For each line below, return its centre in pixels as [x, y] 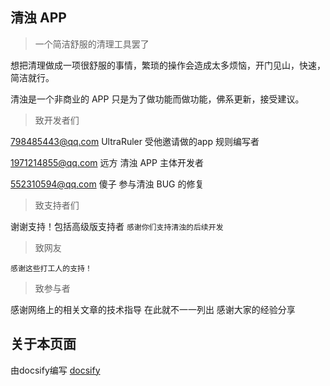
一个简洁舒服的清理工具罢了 [92, 44]
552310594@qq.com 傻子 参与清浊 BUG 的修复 [107, 184]
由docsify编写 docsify [55, 370]
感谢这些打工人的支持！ [51, 268]
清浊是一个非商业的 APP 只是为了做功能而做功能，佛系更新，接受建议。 [157, 99]
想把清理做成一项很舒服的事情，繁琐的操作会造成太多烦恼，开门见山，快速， [168, 65]
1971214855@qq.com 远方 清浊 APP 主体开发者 [107, 162]
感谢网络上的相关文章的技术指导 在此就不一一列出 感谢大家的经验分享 [153, 309]
